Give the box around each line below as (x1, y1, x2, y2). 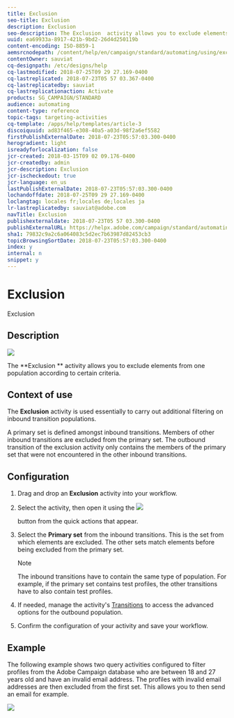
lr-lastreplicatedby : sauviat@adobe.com (7, 205, 127, 212)
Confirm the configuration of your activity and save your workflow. (17, 622, 209, 630)
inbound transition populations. (7, 415, 97, 423)
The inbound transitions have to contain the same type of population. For (17, 572, 227, 581)
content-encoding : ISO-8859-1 (7, 43, 95, 49)
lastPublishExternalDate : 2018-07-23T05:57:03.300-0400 (7, 185, 173, 192)
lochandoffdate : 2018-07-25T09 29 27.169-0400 (7, 192, 145, 199)
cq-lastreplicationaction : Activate (7, 88, 114, 95)
